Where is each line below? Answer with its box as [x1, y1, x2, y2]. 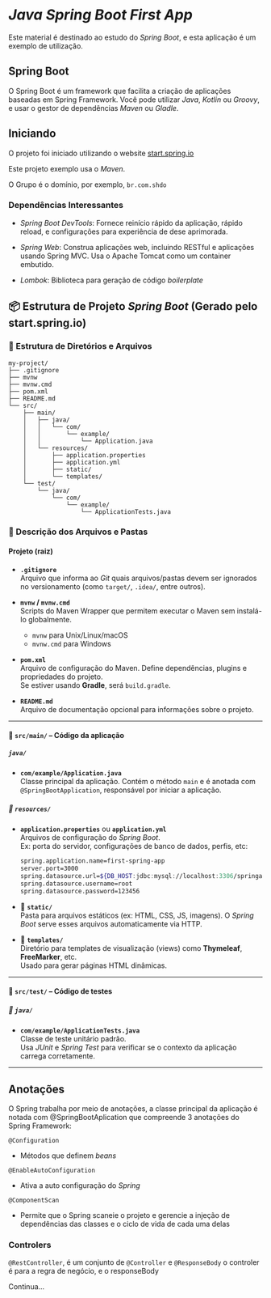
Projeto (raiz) [8, 546, 54, 556]
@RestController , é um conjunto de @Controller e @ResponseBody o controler [8, 1258, 260, 1267]
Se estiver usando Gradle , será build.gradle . [19, 680, 171, 689]
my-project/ [8, 358, 48, 367]
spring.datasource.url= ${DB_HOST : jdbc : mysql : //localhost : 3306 [19, 872, 234, 880]
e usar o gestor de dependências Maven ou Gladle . [8, 103, 179, 112]
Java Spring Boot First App [8, 6, 194, 24]
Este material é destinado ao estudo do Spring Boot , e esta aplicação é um [8, 32, 256, 42]
